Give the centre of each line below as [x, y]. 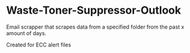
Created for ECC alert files [39, 45]
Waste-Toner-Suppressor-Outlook [94, 10]
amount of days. [26, 33]
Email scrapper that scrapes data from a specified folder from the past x [95, 27]
